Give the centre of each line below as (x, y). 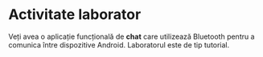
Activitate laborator (75, 15)
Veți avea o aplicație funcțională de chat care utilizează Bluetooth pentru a (131, 36)
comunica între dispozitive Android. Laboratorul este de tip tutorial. (119, 44)
